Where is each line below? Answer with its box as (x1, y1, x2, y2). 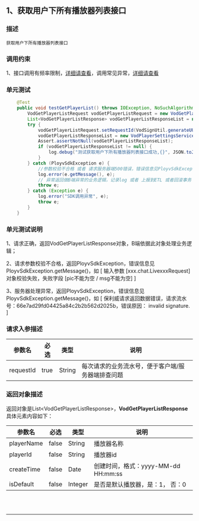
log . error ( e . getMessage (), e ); (37, 171, 115, 177)
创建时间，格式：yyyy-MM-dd (94, 462, 181, 470)
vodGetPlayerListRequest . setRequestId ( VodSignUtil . (37, 127, 168, 133)
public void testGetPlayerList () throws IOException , (17, 105, 152, 111)
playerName (9, 439, 43, 447)
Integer (68, 480, 88, 488)
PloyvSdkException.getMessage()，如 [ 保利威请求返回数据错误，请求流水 (6, 295, 187, 302)
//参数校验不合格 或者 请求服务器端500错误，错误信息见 (37, 166, 158, 172)
